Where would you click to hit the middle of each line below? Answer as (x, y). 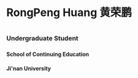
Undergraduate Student (42, 39)
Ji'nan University (29, 68)
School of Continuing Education (48, 54)
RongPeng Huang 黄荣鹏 (69, 13)
